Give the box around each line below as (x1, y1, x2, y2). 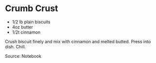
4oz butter (12, 24, 33, 30)
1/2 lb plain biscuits (12, 19, 51, 25)
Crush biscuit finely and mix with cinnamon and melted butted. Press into (5, 38, 151, 44)
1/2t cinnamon (12, 29, 41, 35)
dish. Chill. (5, 44, 26, 49)
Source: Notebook (5, 53, 42, 59)
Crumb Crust (5, 3, 58, 14)
